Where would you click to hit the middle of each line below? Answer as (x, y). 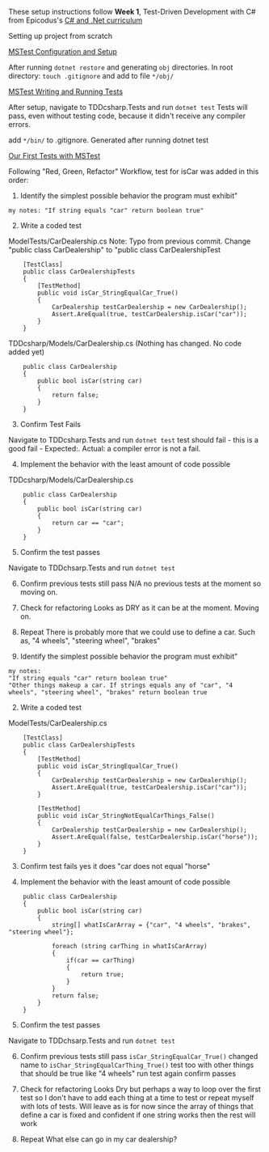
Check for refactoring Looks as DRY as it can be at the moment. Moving (140, 608)
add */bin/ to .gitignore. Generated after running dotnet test (109, 140)
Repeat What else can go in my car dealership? (99, 1139)
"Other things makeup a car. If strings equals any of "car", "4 (120, 685)
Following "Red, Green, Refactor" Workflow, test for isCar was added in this (134, 172)
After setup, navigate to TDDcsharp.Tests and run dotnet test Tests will (128, 107)
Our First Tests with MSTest (55, 156)
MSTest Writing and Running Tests (66, 91)
